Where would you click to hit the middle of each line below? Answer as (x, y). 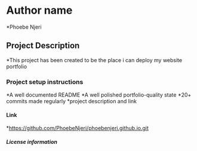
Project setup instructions (45, 82)
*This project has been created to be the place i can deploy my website (94, 60)
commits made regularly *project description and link (72, 101)
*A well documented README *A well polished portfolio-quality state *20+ (99, 95)
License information (32, 141)
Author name (39, 10)
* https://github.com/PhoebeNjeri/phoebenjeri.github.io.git (78, 128)
